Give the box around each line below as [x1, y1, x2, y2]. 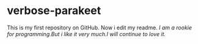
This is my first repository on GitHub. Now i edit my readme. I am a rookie [7, 24, 192, 31]
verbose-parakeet [7, 4, 101, 18]
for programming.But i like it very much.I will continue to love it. [7, 30, 166, 37]
